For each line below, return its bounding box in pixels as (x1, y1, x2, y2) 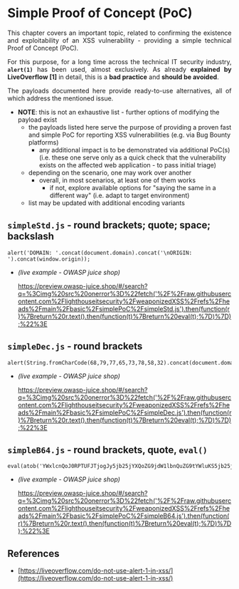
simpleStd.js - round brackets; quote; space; (7, 219, 211, 231)
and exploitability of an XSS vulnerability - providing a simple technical (7, 36, 232, 44)
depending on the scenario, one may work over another (28, 168, 192, 177)
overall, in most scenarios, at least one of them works (38, 176, 196, 184)
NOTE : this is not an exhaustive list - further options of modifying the (17, 108, 220, 116)
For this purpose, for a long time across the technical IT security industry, (7, 57, 232, 66)
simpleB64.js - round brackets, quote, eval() (7, 444, 208, 456)
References (7, 547, 60, 560)
